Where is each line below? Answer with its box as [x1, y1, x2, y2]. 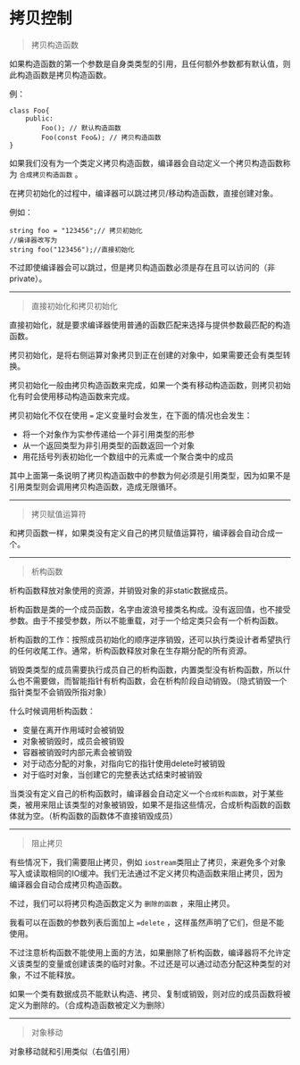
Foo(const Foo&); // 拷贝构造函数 [41, 133, 162, 142]
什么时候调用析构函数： [9, 705, 96, 716]
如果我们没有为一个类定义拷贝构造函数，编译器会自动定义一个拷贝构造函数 [9, 157, 283, 168]
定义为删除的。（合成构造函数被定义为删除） [9, 999, 170, 1010]
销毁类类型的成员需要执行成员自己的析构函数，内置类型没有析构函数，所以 [9, 664, 283, 675]
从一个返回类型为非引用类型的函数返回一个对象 [21, 439, 195, 451]
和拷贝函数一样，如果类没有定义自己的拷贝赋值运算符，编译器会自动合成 [9, 528, 275, 538]
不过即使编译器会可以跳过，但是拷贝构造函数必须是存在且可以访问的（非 [9, 262, 275, 272]
